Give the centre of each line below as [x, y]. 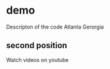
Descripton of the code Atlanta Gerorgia [55, 27]
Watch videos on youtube [37, 59]
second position [37, 46]
